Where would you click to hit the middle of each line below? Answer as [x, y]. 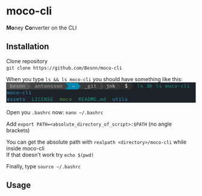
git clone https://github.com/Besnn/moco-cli [64, 68]
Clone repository [27, 61]
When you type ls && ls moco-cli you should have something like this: [94, 79]
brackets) [18, 130]
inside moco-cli [26, 148]
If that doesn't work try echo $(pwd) [50, 155]
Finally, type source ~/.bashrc [44, 166]
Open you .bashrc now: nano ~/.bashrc [55, 112]
